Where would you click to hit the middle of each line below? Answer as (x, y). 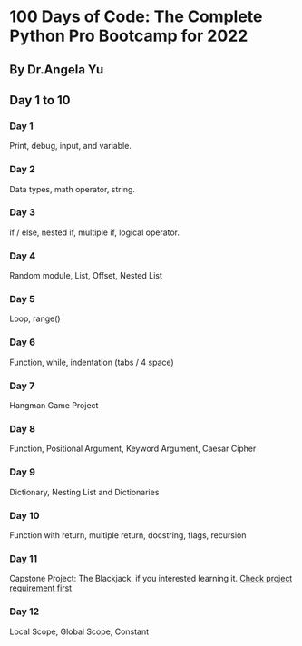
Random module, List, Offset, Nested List (86, 276)
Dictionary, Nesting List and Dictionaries (84, 492)
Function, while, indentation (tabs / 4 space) (92, 362)
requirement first (41, 588)
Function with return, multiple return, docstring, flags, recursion (128, 535)
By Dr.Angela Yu (57, 69)
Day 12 (24, 612)
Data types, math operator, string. (73, 189)
